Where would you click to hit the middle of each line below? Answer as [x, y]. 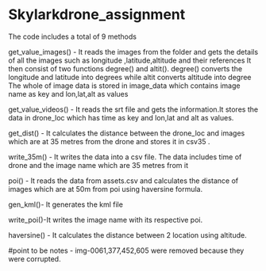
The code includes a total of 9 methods [73, 36]
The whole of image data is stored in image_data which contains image [124, 86]
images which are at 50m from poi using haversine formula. [106, 189]
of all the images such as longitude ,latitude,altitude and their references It [130, 60]
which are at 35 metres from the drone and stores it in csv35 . [109, 141]
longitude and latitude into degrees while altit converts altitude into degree [130, 77]
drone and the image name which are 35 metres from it [98, 165]
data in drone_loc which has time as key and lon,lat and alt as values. [121, 117]
